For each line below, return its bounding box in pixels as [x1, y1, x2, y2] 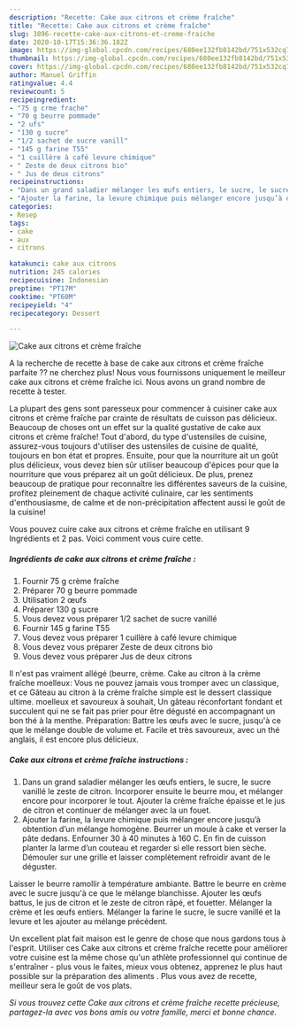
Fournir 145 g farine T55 [21, 623, 110, 634]
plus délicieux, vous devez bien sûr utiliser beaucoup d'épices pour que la [9, 459, 279, 470]
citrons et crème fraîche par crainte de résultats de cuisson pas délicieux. [9, 413, 278, 423]
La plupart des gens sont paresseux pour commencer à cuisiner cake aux [9, 404, 278, 414]
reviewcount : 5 [9, 87, 65, 96]
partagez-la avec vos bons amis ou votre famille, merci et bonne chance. [9, 1007, 277, 1018]
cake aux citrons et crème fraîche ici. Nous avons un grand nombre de [9, 377, 266, 388]
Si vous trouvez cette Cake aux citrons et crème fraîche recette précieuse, [9, 998, 280, 1008]
